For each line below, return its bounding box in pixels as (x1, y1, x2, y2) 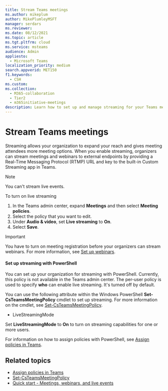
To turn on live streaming (5, 193, 56, 199)
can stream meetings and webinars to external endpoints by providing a (5, 153, 153, 159)
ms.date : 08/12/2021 (5, 30, 48, 35)
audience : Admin (5, 49, 39, 54)
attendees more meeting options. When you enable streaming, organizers (5, 148, 157, 154)
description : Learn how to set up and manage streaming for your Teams (5, 105, 157, 110)
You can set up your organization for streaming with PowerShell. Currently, (5, 271, 159, 277)
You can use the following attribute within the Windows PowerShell (5, 292, 143, 298)
